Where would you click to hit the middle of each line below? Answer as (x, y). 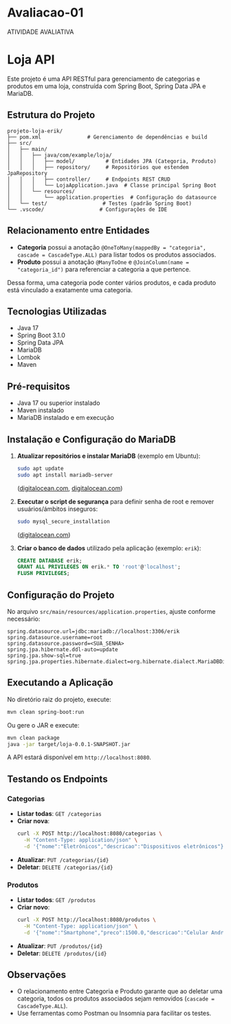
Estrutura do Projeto (51, 115)
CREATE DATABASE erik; (49, 561)
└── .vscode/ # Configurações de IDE (87, 209)
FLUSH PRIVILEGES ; (43, 574)
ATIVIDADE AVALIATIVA (41, 32)
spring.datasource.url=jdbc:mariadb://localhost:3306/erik (93, 632)
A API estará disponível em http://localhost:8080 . (79, 757)
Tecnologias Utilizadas (57, 311)
